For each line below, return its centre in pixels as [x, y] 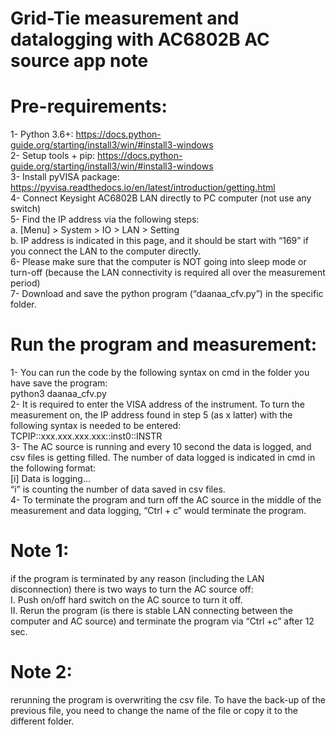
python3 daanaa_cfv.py [58, 394]
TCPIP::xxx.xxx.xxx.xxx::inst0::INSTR [86, 436]
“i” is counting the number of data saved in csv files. [118, 489]
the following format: [53, 468]
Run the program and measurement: [164, 344]
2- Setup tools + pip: [53, 156]
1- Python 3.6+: [42, 134]
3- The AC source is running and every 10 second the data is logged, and [161, 447]
